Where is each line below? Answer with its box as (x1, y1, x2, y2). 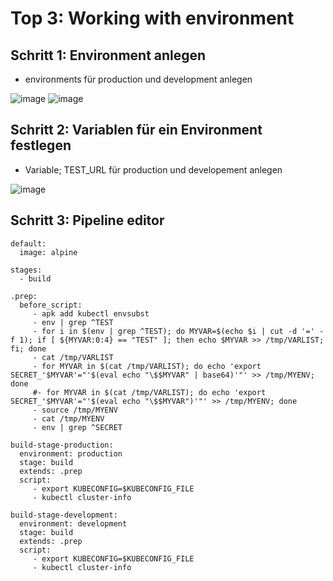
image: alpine (19, 247, 78, 257)
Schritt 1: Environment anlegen (10, 47, 207, 64)
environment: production (19, 448, 123, 459)
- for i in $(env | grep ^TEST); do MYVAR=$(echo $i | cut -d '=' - (32, 326, 325, 336)
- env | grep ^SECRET (32, 422, 123, 432)
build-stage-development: (10, 510, 118, 520)
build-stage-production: (10, 440, 114, 450)
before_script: (19, 300, 83, 310)
